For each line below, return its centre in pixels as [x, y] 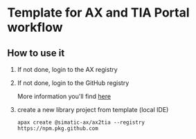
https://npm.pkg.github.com [57, 129]
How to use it [36, 53]
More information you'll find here [64, 96]
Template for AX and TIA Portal [98, 13]
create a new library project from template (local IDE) [93, 110]
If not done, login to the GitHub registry [73, 83]
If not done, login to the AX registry [67, 69]
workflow [35, 27]
